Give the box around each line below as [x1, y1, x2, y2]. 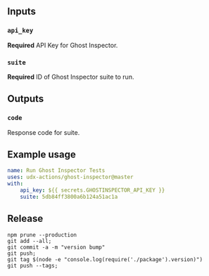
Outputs [7, 93, 44, 105]
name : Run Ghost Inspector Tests [7, 167, 106, 174]
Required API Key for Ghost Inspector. [7, 41, 118, 49]
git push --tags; [7, 262, 58, 269]
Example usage [7, 149, 76, 161]
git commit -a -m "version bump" [7, 244, 106, 251]
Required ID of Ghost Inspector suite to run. [7, 72, 134, 81]
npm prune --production [7, 231, 77, 238]
